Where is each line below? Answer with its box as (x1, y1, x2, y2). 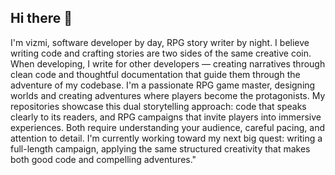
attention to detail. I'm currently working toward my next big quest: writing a (10, 132, 323, 144)
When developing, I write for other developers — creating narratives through (10, 57, 326, 70)
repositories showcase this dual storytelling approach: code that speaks (10, 100, 307, 112)
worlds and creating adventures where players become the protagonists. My (10, 89, 326, 101)
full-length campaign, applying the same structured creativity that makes (10, 142, 311, 155)
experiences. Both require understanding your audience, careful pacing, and (10, 121, 326, 133)
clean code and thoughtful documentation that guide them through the (10, 68, 301, 80)
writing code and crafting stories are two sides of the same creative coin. (10, 47, 312, 59)
